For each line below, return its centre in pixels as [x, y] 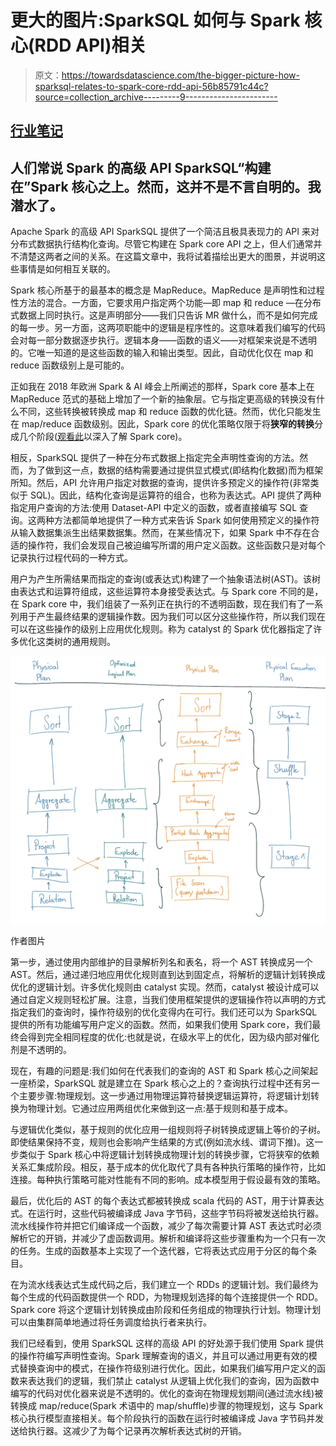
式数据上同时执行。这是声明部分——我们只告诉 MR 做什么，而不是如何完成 [164, 315]
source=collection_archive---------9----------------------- [156, 97]
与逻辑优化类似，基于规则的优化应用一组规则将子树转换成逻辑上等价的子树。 [168, 1130]
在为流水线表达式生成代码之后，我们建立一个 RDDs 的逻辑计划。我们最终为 [164, 1285]
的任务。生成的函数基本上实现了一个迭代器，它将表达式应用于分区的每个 [159, 1251]
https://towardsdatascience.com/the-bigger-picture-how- [180, 75]
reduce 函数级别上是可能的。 [70, 365]
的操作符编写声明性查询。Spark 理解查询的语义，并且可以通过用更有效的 [159, 1356]
